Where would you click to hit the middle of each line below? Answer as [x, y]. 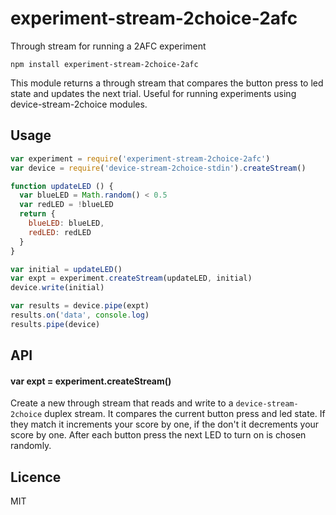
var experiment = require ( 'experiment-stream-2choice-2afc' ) [140, 158]
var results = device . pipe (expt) [80, 306]
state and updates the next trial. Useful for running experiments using [153, 93]
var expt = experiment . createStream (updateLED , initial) [131, 278]
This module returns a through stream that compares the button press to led [167, 83]
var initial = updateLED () [66, 269]
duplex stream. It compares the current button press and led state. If [185, 414]
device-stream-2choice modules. [79, 104]
